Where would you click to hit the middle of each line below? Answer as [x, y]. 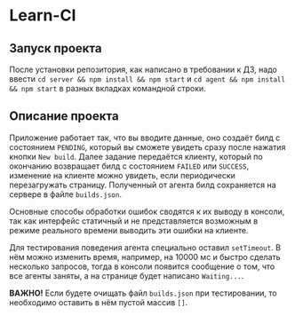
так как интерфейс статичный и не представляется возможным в [134, 221]
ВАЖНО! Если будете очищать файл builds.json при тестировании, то [143, 293]
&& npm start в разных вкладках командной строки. [108, 88]
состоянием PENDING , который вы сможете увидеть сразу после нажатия [147, 146]
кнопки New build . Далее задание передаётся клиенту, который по [136, 156]
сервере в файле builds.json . [66, 194]
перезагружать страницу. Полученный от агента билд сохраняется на [143, 185]
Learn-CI [43, 16]
